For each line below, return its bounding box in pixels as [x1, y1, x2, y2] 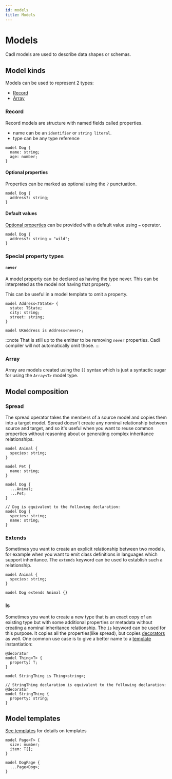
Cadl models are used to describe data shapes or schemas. [5, 51, 131, 57]
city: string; [10, 310, 40, 316]
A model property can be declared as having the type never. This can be [5, 276, 159, 282]
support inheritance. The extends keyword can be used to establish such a [5, 557, 163, 563]
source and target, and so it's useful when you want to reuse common [5, 425, 154, 432]
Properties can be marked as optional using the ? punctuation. [5, 181, 137, 187]
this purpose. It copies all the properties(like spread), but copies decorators [5, 630, 165, 636]
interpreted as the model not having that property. [5, 281, 111, 287]
